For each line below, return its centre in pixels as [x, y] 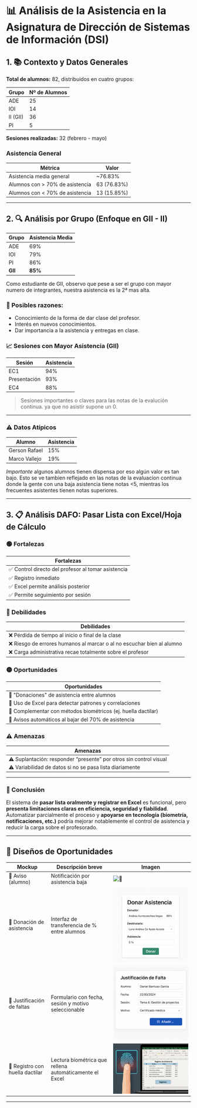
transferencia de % [74, 925]
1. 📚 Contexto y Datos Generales [67, 62]
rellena [59, 1066]
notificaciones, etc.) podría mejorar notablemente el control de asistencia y [98, 821]
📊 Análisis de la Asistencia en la [86, 11]
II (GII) [16, 117]
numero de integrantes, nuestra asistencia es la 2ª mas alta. [79, 290]
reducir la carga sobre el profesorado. [52, 827]
